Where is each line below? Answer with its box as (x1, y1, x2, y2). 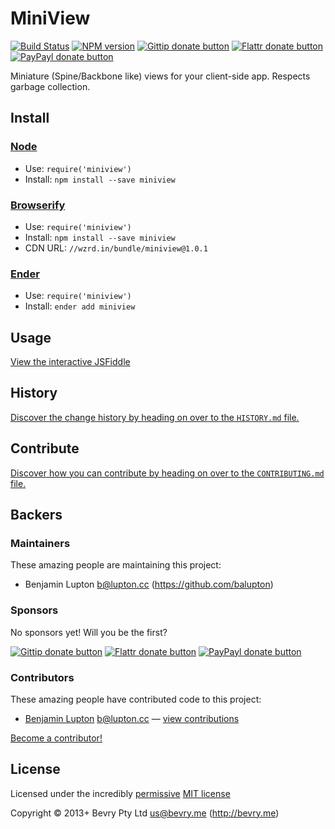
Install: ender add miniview (24, 300, 136, 312)
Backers (10, 507, 63, 524)
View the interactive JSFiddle (10, 356, 131, 368)
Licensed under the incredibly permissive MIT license (10, 787, 231, 799)
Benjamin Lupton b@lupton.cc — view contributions (24, 712, 240, 724)
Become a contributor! (10, 732, 103, 744)
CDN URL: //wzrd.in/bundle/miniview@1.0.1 (24, 242, 208, 254)
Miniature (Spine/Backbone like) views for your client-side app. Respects (10, 70, 311, 82)
